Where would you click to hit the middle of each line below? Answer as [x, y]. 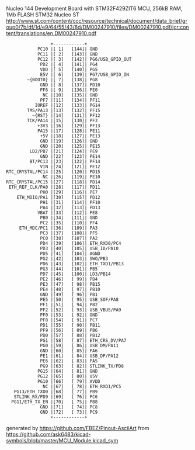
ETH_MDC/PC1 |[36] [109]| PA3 [58, 228]
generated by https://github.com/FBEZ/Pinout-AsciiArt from [78, 428]
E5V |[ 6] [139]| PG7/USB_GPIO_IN [85, 75]
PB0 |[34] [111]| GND [69, 218]
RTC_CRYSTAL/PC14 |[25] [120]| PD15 [53, 172]
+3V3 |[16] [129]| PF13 [69, 126]
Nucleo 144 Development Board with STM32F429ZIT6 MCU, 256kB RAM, [94, 8]
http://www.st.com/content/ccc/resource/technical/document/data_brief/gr [97, 21]
